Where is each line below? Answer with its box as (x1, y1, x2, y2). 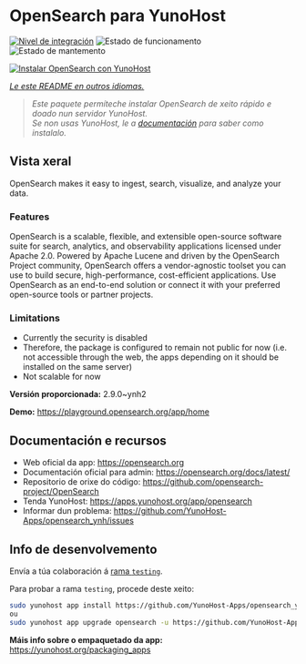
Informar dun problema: (22, 506, 112, 516)
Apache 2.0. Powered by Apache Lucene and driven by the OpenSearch (9, 250, 280, 261)
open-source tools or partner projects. (9, 289, 154, 301)
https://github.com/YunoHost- (113, 506, 227, 516)
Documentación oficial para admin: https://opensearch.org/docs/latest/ (22, 466, 291, 478)
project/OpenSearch (22, 486, 100, 497)
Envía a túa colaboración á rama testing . (9, 566, 163, 577)
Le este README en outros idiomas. (9, 80, 145, 91)
